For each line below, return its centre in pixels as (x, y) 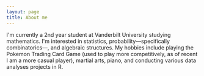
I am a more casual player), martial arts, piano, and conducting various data (101, 60)
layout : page (23, 12)
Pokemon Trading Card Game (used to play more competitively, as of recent (102, 54)
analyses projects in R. (35, 66)
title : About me (27, 17)
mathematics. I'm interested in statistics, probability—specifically (88, 41)
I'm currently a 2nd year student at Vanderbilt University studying (89, 34)
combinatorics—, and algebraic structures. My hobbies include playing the (100, 47)
